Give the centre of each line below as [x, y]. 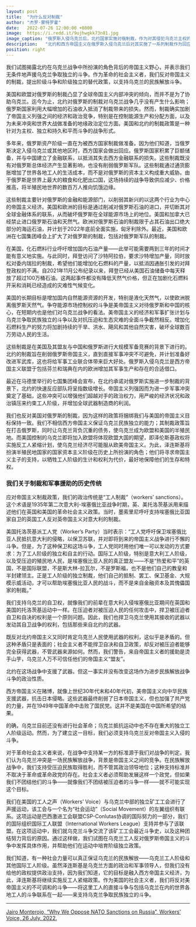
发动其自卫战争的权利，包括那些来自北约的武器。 [65, 625]
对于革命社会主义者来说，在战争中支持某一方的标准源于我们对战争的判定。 [95, 752]
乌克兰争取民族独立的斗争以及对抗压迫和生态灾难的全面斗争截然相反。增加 [95, 319]
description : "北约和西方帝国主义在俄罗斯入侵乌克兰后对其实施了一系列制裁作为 [94, 45]
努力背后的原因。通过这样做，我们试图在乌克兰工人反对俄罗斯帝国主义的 [98, 839]
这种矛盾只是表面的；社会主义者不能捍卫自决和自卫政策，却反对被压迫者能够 [98, 644]
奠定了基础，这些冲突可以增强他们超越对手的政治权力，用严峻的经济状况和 [95, 395]
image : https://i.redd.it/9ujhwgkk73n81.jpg [62, 33]
